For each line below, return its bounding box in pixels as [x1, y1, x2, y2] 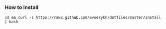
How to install [4, 4, 38, 11]
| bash [4, 19, 18, 25]
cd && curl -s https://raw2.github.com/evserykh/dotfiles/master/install [4, 15, 162, 20]
